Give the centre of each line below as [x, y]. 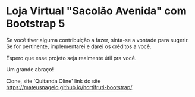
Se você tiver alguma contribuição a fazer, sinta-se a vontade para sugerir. [97, 40]
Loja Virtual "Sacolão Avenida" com [96, 11]
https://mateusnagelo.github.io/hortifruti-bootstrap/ [69, 87]
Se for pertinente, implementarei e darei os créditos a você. [79, 46]
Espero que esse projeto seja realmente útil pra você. [71, 58]
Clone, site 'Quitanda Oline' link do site [54, 81]
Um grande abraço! [30, 69]
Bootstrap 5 [36, 24]
